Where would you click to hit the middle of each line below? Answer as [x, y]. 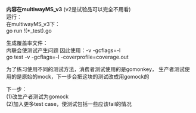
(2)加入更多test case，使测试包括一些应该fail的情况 [69, 104]
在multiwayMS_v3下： [33, 24]
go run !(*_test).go [29, 31]
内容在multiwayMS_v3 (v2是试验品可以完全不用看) [69, 9]
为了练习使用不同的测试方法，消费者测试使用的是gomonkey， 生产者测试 [95, 69]
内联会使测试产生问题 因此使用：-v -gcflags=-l [63, 50]
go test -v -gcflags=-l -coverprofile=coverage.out [68, 57]
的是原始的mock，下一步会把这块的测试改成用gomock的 [80, 77]
